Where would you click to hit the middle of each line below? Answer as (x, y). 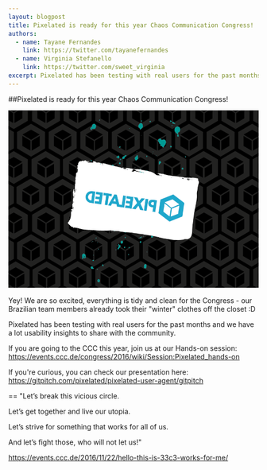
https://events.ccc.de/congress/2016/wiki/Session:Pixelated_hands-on (124, 356)
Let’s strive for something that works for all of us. (89, 426)
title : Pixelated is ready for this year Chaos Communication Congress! (131, 25)
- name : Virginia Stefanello (64, 59)
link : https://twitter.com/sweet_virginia (94, 68)
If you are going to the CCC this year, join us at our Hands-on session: (123, 348)
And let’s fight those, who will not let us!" (75, 442)
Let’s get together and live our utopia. (70, 411)
